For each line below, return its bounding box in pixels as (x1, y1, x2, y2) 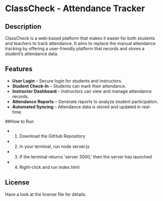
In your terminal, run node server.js (19, 143, 90, 149)
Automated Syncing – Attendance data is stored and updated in (12, 103, 141, 110)
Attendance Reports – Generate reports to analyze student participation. (12, 99, 159, 104)
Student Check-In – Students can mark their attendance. (12, 83, 127, 89)
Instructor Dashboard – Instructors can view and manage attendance (12, 88, 152, 94)
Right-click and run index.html (19, 164, 80, 170)
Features (5, 65, 33, 73)
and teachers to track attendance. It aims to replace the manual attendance (5, 40, 156, 46)
